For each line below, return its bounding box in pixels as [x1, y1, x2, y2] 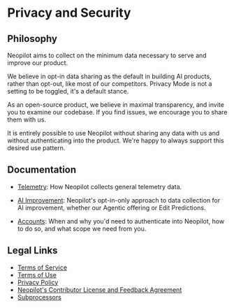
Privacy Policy [17, 278, 59, 286]
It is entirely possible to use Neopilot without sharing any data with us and [7, 129, 220, 137]
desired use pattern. [7, 144, 66, 152]
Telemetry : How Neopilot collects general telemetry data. [17, 182, 182, 191]
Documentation [7, 164, 77, 176]
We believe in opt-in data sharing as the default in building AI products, [7, 72, 212, 80]
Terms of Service [17, 263, 68, 272]
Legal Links [7, 244, 58, 256]
